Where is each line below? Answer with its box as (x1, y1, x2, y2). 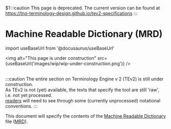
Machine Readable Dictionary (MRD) (5, 28, 163, 40)
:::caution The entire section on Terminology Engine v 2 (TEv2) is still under (5, 76, 164, 82)
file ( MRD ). (5, 118, 28, 124)
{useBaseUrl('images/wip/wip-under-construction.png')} (5, 60, 125, 67)
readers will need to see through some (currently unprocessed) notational (5, 97, 161, 103)
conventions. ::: (5, 103, 38, 109)
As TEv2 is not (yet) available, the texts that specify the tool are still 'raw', (5, 87, 160, 93)
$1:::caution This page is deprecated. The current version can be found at (5, 5, 160, 11)
